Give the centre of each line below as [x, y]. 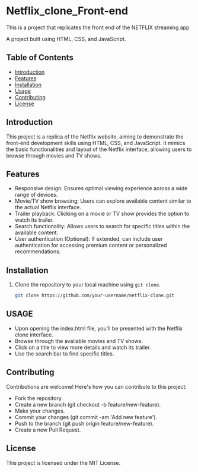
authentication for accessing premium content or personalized [91, 246]
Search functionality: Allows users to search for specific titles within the [102, 226]
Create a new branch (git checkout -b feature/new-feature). [88, 404]
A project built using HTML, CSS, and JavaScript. [66, 39]
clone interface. [34, 335]
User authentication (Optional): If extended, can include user [89, 239]
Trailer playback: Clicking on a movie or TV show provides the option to [102, 214]
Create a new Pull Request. [48, 430]
